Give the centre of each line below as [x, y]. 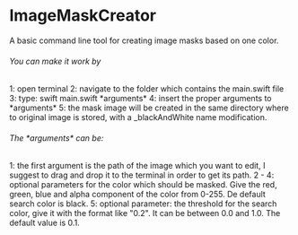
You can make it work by [55, 61]
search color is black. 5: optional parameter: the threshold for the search [143, 204]
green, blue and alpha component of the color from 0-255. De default [138, 195]
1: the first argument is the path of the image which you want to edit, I [137, 166]
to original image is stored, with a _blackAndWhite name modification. [138, 117]
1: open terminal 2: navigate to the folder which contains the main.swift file [147, 89]
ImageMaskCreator [83, 16]
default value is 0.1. [45, 223]
